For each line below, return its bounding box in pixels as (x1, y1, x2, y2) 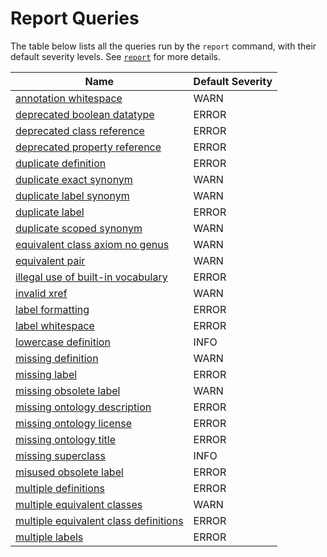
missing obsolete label (15, 383, 121, 397)
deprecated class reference (15, 123, 145, 137)
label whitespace (15, 318, 95, 332)
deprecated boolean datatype (15, 107, 155, 121)
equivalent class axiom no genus (15, 237, 170, 251)
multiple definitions (15, 481, 105, 495)
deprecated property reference (15, 140, 162, 154)
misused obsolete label (15, 465, 124, 479)
